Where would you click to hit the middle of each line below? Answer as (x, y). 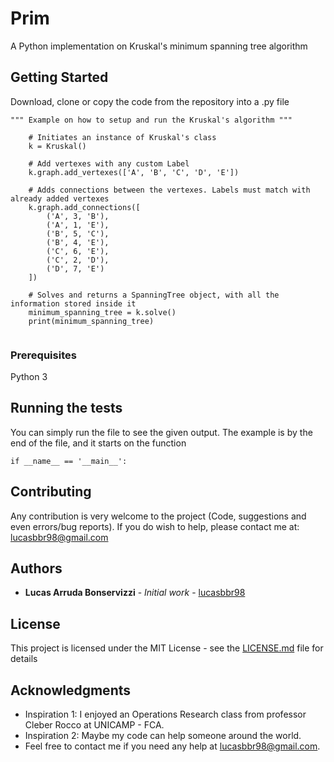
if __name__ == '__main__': (69, 461)
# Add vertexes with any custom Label (109, 163)
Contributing (51, 492)
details (24, 659)
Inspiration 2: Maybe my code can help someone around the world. (163, 736)
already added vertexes (60, 198)
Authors (36, 568)
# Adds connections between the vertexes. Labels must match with (169, 190)
